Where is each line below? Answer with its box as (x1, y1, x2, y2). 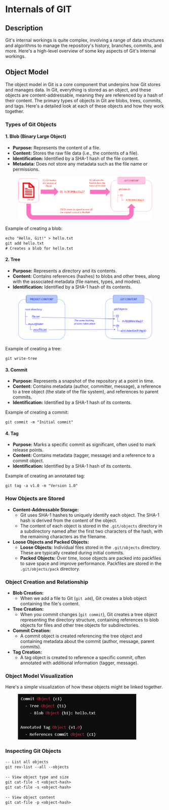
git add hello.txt (5, 240, 44, 246)
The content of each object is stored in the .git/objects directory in (20, 522, 163, 529)
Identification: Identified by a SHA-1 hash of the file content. (12, 155, 139, 161)
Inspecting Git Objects (5, 748, 62, 755)
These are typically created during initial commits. (20, 549, 125, 555)
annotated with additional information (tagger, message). (20, 660, 139, 666)
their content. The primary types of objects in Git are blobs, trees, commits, (5, 97, 162, 103)
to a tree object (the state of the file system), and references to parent (12, 389, 159, 395)
